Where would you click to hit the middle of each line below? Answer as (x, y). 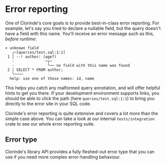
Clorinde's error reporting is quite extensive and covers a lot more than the (82, 113)
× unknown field (22, 48)
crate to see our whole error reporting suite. (50, 124)
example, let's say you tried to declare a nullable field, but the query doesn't (83, 28)
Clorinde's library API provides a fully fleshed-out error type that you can (80, 152)
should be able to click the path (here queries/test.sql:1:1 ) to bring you (80, 98)
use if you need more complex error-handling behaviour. (63, 157)
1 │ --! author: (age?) (32, 57)
